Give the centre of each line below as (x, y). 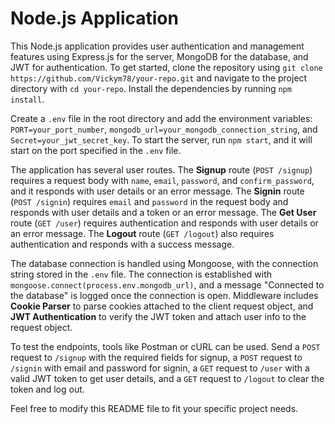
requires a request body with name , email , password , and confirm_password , (162, 180)
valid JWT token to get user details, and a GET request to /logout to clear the (167, 378)
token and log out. (47, 389)
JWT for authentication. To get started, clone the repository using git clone (166, 67)
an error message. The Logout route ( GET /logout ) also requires (142, 233)
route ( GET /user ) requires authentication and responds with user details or (164, 223)
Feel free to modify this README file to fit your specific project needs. (154, 408)
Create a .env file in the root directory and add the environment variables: (161, 118)
